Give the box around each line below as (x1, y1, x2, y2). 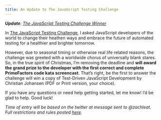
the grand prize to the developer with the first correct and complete (5, 65, 144, 71)
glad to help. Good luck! (5, 95, 53, 101)
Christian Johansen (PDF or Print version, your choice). (5, 80, 116, 86)
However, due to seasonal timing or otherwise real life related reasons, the (5, 49, 154, 55)
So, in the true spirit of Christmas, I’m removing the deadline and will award (5, 60, 157, 65)
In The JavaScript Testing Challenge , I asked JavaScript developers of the (5, 30, 154, 35)
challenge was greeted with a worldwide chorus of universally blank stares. (5, 54, 156, 60)
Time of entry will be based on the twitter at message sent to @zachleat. (5, 104, 152, 110)
